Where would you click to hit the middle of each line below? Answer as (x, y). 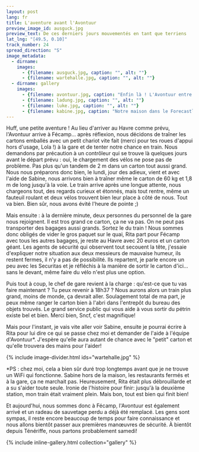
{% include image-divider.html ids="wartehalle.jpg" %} (73, 357)
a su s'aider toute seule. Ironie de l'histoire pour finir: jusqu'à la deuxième (96, 388)
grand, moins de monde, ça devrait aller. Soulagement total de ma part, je (96, 296)
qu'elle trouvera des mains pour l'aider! (54, 346)
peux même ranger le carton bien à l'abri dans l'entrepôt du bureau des (93, 303)
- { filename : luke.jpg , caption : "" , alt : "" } (80, 106)
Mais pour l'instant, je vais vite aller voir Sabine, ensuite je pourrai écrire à (96, 327)
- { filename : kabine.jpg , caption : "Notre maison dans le (95, 111)
